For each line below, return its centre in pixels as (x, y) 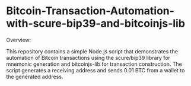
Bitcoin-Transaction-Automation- (90, 11)
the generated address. (35, 77)
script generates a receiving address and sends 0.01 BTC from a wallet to (95, 70)
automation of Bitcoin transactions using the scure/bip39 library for (88, 58)
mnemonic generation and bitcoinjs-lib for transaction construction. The (94, 64)
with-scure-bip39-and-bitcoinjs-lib (96, 23)
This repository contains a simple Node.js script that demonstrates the (92, 51)
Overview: (19, 40)
